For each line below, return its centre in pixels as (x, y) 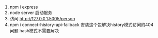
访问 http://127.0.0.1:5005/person (42, 19)
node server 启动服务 (31, 13)
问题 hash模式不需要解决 (34, 31)
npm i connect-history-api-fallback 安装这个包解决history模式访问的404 (81, 25)
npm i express (24, 7)
